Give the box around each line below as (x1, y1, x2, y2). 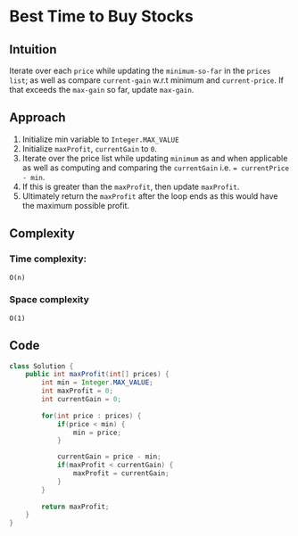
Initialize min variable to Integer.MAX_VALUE (21, 134, 180, 144)
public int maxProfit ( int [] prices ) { (25, 370, 170, 379)
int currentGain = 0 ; (41, 395, 122, 404)
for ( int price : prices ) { (41, 411, 142, 420)
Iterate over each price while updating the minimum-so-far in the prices (9, 65, 271, 76)
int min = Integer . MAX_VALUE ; (41, 378, 153, 387)
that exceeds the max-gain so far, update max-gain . (9, 85, 195, 95)
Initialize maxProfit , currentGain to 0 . (21, 143, 158, 153)
